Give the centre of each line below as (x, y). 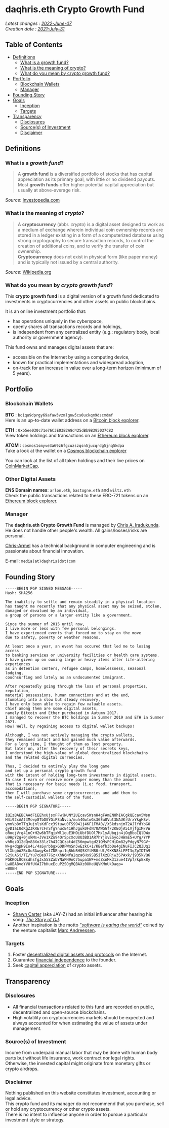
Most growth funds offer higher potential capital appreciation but (86, 185)
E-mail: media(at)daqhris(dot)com (40, 561)
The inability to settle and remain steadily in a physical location (80, 602)
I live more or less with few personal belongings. (61, 629)
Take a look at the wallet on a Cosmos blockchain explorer (66, 450)
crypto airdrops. (22, 1069)
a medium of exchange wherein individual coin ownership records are (90, 230)
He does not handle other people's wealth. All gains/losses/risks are (76, 530)
